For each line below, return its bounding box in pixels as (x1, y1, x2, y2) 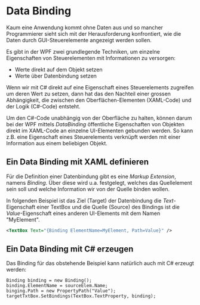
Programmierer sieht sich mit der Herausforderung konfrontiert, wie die (6, 30, 181, 37)
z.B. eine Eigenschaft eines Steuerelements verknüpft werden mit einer (6, 133, 181, 141)
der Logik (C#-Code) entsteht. (6, 102, 81, 110)
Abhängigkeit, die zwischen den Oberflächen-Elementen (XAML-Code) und (6, 97, 192, 104)
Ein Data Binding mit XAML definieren (6, 157, 149, 167)
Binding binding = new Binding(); (6, 278, 93, 284)
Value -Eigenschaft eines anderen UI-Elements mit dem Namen (6, 210, 161, 217)
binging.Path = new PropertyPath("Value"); (6, 288, 116, 294)
